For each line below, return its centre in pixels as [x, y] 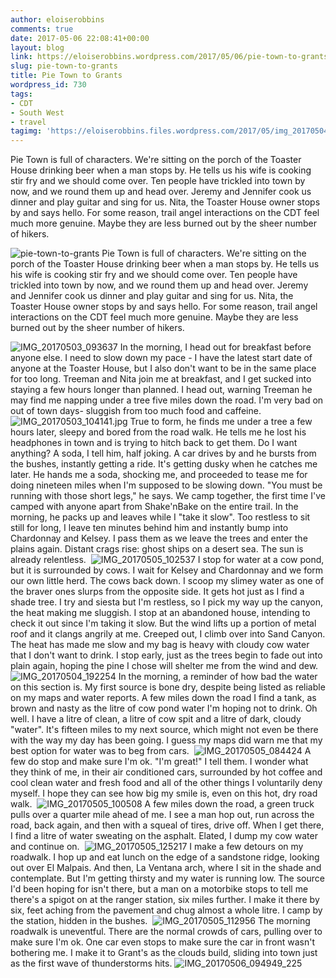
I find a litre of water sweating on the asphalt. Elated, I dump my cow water [164, 836]
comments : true [42, 29]
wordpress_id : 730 [48, 85]
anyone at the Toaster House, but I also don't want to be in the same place [163, 368]
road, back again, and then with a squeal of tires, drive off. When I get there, [167, 825]
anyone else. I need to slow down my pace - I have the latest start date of [161, 358]
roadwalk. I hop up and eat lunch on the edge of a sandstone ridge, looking [165, 857]
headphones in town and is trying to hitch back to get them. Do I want [154, 443]
